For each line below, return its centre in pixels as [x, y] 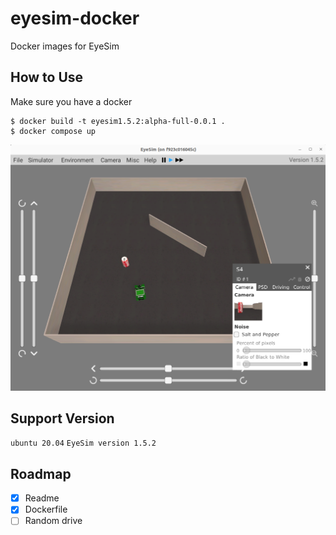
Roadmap [41, 473]
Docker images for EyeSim [65, 46]
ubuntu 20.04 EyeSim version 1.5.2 [83, 443]
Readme [42, 498]
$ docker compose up [53, 131]
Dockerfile [46, 509]
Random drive [53, 521]
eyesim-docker [75, 18]
